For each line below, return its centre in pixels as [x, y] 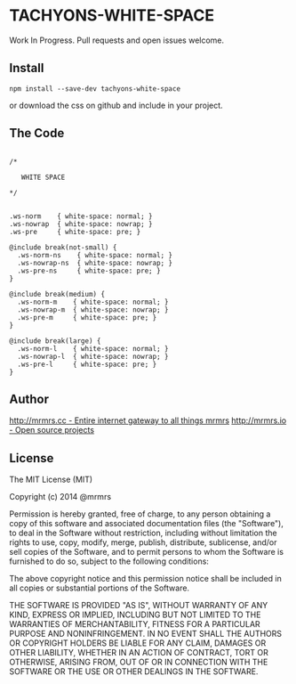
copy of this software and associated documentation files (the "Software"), [147, 524]
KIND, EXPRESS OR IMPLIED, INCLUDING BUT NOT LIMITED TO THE [135, 615]
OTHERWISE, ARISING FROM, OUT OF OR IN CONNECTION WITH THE [139, 662]
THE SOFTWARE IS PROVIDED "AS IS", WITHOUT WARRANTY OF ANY [139, 606]
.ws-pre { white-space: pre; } [75, 232]
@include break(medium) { [57, 294]
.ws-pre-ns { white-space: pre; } [89, 271]
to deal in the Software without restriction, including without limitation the [143, 533]
